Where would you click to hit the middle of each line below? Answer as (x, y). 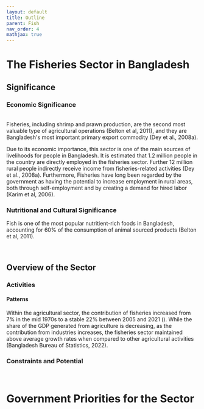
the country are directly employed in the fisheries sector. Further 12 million (100, 162)
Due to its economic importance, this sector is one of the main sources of (98, 149)
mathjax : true (24, 35)
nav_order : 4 (23, 29)
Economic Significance (41, 104)
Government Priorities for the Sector (100, 399)
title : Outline (26, 18)
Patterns (17, 299)
